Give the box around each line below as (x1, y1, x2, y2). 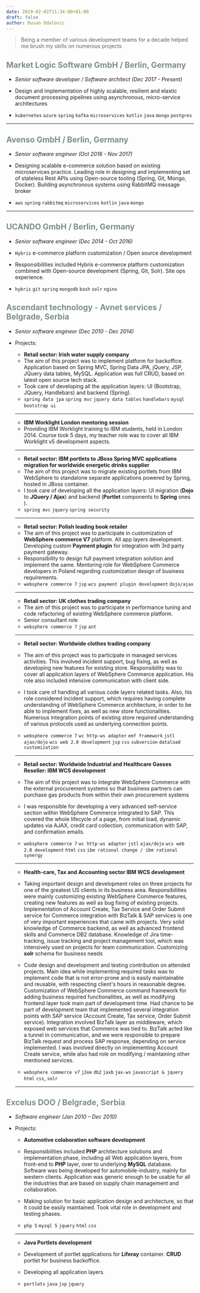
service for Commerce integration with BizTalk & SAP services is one (23, 912, 192, 919)
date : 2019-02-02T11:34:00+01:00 (6, 8, 89, 15)
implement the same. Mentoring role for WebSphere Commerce (23, 561, 180, 568)
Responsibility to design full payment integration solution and (23, 554, 174, 562)
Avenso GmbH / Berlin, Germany (6, 134, 129, 145)
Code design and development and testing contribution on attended (23, 961, 190, 969)
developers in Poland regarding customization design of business (23, 567, 185, 574)
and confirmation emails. (23, 828, 85, 835)
